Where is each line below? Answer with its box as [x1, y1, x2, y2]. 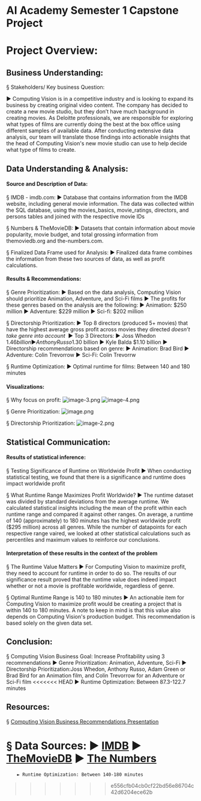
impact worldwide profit [6, 479, 65, 487]
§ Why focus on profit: [6, 397, 62, 404]
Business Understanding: [6, 67, 104, 78]
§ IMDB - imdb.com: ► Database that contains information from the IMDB [6, 193, 188, 201]
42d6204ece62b [110, 788, 153, 796]
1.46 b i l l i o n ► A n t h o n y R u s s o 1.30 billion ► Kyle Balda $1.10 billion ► [6, 338, 168, 346]
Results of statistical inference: [6, 454, 86, 461]
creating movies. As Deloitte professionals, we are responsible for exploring [6, 115, 193, 122]
